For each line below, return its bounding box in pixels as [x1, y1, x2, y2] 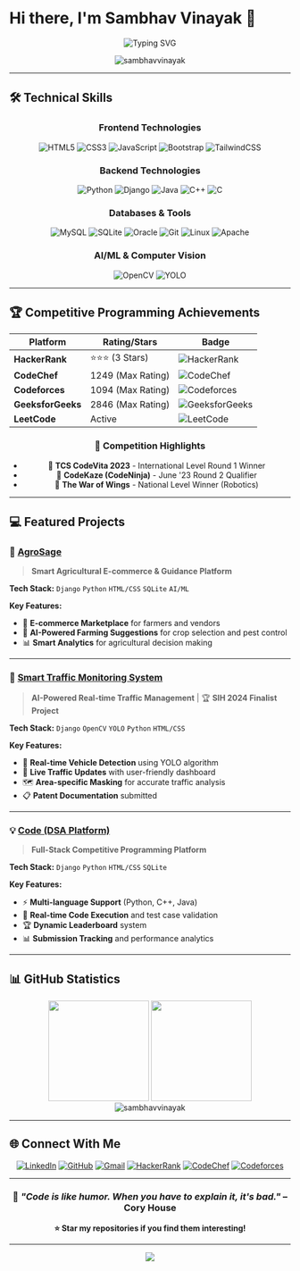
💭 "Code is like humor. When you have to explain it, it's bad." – [12, 1191, 288, 1203]
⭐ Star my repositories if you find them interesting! [54, 1223, 246, 1233]
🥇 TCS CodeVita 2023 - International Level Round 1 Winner [47, 460, 266, 471]
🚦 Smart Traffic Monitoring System [9, 672, 163, 684]
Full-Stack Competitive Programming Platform [30, 844, 207, 855]
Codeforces [13, 384, 65, 397]
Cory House [123, 1201, 177, 1214]
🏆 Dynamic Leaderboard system [21, 919, 147, 930]
